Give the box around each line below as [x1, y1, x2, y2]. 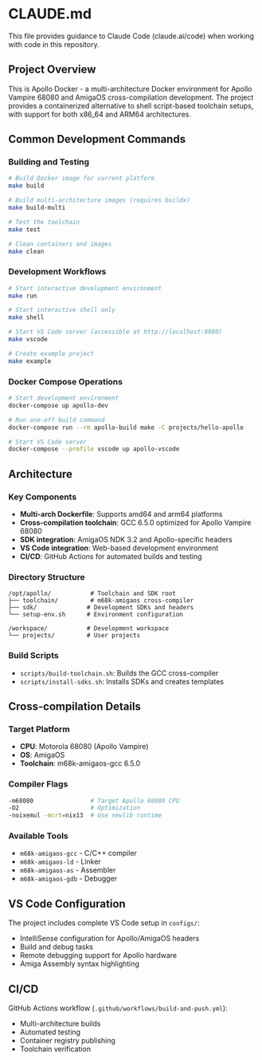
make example [8, 357, 52, 365]
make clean [8, 247, 45, 255]
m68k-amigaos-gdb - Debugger [19, 874, 118, 884]
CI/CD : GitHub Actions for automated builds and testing [19, 551, 202, 561]
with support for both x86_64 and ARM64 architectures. [8, 109, 192, 119]
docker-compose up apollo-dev [8, 401, 109, 409]
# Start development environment [8, 394, 119, 403]
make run [8, 292, 37, 300]
